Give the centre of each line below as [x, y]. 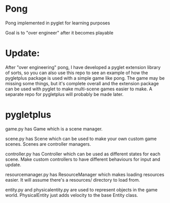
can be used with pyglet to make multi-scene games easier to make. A [79, 89]
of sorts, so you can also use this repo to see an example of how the [77, 73]
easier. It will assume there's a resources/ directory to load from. [73, 180]
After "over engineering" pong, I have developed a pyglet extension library [83, 67]
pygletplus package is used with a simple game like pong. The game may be [85, 78]
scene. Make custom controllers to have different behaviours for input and [83, 159]
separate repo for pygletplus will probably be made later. [64, 94]
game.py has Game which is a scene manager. [54, 129]
